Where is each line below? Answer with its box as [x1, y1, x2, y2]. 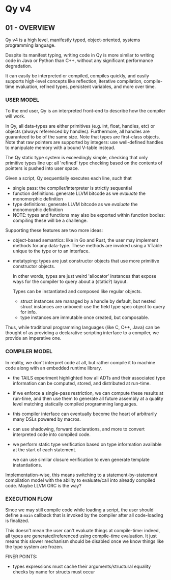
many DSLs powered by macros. [12, 416, 81, 422]
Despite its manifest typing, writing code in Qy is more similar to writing [5, 52, 155, 58]
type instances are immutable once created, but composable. [20, 314, 149, 321]
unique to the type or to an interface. [12, 248, 90, 254]
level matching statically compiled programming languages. [12, 400, 138, 407]
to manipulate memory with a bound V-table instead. [5, 144, 116, 151]
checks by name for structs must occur [12, 568, 95, 575]
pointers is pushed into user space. [5, 165, 79, 171]
